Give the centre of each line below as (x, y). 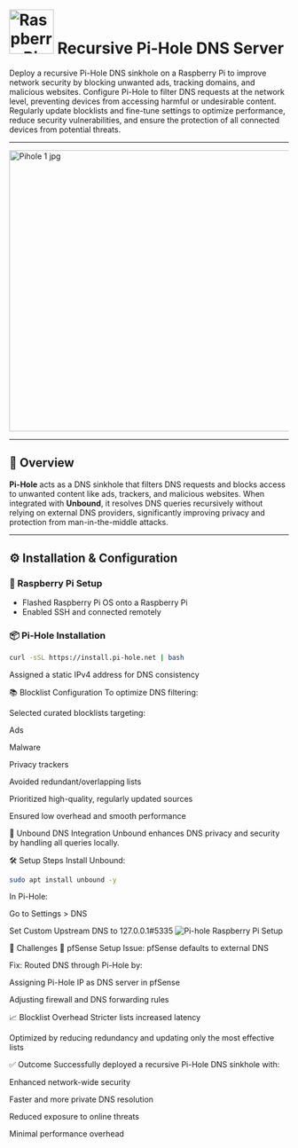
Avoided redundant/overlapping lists (75, 782)
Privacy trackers (39, 764)
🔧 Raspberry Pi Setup (56, 584)
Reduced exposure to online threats (74, 1117)
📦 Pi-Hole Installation (58, 636)
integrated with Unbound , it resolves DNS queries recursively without (136, 503)
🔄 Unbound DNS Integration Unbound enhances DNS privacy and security (145, 833)
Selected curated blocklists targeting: (78, 712)
